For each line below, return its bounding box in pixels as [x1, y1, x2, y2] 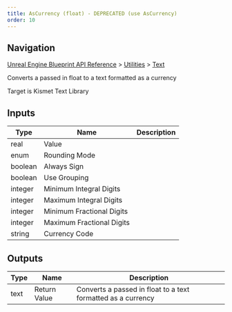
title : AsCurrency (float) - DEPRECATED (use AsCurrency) [7, 10, 177, 17]
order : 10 [7, 17, 36, 23]
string [10, 229, 30, 239]
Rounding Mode [43, 150, 95, 160]
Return [34, 284, 57, 294]
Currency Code [43, 229, 94, 239]
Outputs [7, 253, 43, 264]
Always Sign [43, 162, 84, 171]
